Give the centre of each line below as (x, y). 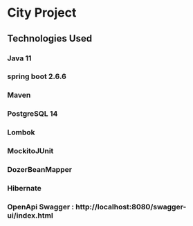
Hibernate (24, 188)
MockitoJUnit (30, 151)
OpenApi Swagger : (41, 207)
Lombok (21, 132)
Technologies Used (49, 38)
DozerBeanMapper (40, 170)
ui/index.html (30, 215)
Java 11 (19, 58)
